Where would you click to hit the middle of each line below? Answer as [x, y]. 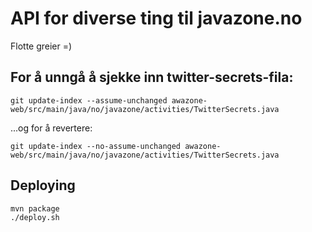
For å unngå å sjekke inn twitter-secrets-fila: [152, 77]
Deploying [43, 185]
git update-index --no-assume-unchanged [96, 146]
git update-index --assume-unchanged [89, 100]
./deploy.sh [35, 217]
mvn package [35, 208]
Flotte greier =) [41, 46]
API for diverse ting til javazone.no [156, 18]
